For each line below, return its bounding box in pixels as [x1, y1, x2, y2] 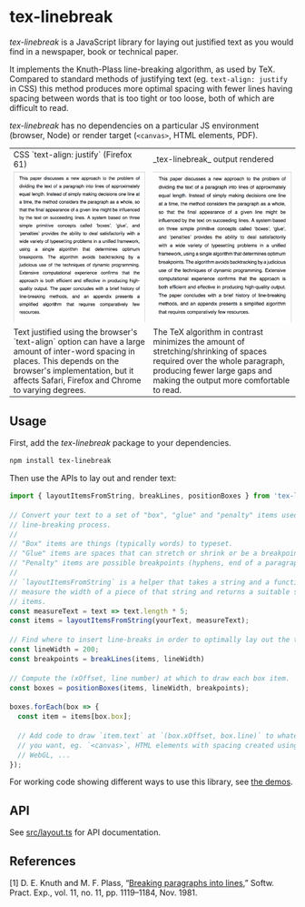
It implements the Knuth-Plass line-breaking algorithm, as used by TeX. [9, 64, 276, 75]
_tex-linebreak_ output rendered [152, 154, 274, 165]
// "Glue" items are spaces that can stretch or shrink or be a [9, 549, 258, 559]
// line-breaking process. [9, 520, 112, 529]
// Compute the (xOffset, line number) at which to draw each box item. [9, 673, 290, 683]
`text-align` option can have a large [13, 336, 145, 347]
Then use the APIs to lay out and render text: [9, 473, 177, 484]
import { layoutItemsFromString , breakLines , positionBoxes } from [9, 491, 271, 501]
